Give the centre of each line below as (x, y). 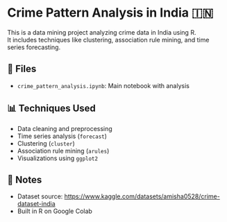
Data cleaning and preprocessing (65, 128)
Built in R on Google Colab (54, 211)
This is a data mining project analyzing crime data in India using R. (102, 32)
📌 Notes (25, 179)
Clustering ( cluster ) (46, 143)
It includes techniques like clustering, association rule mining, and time (108, 40)
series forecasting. (34, 47)
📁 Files (22, 69)
